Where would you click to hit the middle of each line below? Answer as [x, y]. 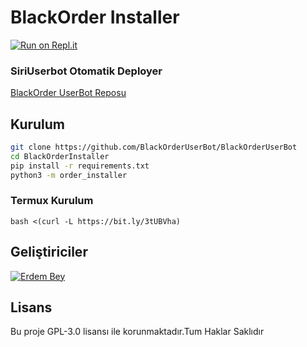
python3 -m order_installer [69, 175]
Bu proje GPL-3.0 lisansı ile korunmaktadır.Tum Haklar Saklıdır [137, 332]
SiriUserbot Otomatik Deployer [86, 71]
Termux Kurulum [52, 201]
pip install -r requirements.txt [80, 166]
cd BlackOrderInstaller [60, 156]
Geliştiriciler [49, 252]
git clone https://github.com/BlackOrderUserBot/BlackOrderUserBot [154, 147]
